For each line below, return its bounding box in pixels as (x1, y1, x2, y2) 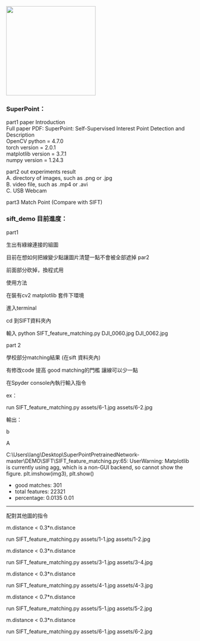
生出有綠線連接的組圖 (6, 241, 58, 248)
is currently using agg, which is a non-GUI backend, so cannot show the (6, 463, 183, 471)
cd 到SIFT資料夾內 (6, 317, 52, 324)
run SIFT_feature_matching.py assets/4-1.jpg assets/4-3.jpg (6, 581, 153, 589)
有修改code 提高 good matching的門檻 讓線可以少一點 (6, 366, 138, 374)
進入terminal (6, 304, 37, 312)
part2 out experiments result (6, 168, 76, 175)
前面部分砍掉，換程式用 (6, 266, 64, 273)
